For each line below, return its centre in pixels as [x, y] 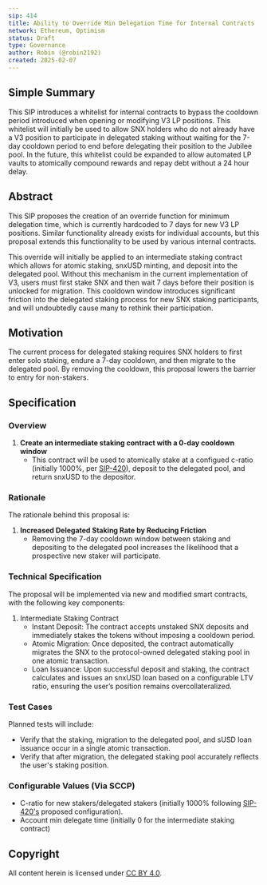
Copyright [34, 853]
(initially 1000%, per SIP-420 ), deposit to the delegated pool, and [138, 468]
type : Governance [37, 46]
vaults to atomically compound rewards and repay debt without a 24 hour [129, 163]
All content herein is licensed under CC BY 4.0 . [85, 873]
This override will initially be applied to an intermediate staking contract [126, 257]
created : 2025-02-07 [43, 61]
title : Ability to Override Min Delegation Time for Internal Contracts [132, 23]
